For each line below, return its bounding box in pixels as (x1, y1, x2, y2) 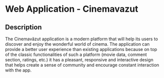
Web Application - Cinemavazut (5, 3, 139, 15)
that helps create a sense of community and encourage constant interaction (5, 62, 159, 68)
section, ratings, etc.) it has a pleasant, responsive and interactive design (5, 57, 154, 62)
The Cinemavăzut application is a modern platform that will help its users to (5, 36, 159, 42)
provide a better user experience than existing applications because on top (5, 47, 158, 52)
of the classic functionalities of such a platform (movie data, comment (5, 52, 147, 57)
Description (5, 23, 42, 31)
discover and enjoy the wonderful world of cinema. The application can (5, 41, 150, 47)
